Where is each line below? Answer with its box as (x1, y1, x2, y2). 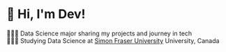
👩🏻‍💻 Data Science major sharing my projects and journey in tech (6, 29, 193, 37)
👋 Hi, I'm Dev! (6, 6, 86, 22)
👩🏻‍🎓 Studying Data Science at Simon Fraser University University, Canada (6, 36, 220, 44)
